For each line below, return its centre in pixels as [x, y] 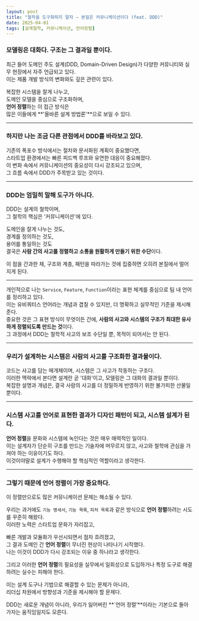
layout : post [22, 12]
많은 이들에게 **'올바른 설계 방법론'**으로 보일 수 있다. [69, 114]
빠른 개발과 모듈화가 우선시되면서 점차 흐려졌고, [61, 537]
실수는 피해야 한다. [43, 572]
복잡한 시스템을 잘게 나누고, [38, 91]
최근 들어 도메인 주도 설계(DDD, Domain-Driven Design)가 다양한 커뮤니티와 [95, 64]
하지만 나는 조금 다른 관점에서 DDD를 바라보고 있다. [75, 136]
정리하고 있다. [28, 297]
